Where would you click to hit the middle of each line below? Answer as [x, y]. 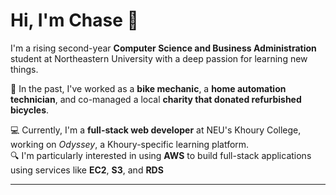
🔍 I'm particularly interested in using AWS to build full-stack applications [161, 155]
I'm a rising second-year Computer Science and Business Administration [163, 48]
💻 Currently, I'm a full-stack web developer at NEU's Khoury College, [156, 130]
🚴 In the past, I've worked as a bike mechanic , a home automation [148, 88]
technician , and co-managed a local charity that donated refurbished [156, 99]
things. [24, 69]
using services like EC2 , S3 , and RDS [87, 170]
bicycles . [30, 110]
